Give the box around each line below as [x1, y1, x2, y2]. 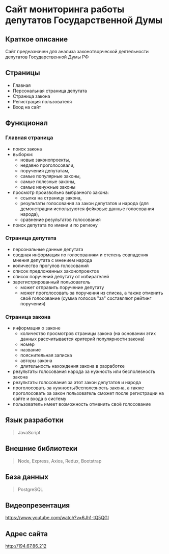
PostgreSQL [17, 486, 43, 492]
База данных [5, 473, 49, 481]
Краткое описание [5, 35, 68, 43]
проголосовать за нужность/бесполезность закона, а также [12, 385, 144, 391]
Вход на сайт [12, 104, 42, 110]
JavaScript [17, 429, 41, 435]
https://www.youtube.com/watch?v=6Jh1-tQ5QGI [5, 515, 109, 521]
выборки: [12, 151, 34, 157]
